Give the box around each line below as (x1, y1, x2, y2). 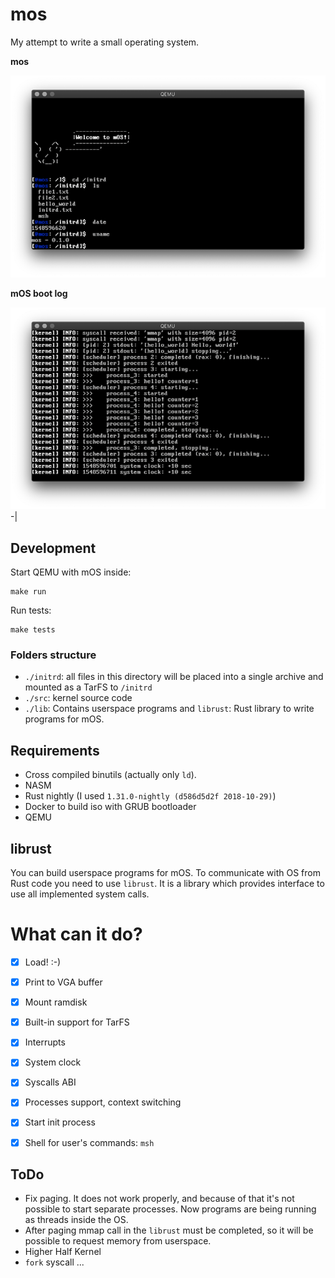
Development (10, 539, 97, 557)
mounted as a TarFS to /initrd (24, 681, 153, 693)
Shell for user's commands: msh (24, 1136, 155, 1148)
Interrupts (24, 1036, 66, 1048)
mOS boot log (10, 288, 68, 300)
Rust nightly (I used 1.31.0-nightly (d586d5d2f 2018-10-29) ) (24, 790, 277, 802)
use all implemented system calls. (10, 888, 150, 900)
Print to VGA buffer (24, 976, 103, 988)
